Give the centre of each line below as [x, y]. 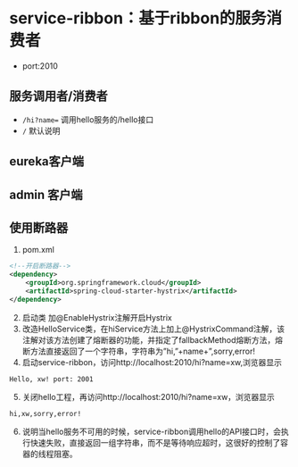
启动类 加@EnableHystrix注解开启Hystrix [97, 317]
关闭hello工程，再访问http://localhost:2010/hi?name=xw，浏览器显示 [148, 396]
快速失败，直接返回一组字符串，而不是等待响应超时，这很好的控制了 [155, 442]
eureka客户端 [47, 162]
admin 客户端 [46, 194]
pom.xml [38, 250]
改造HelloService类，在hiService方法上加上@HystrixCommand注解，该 [153, 329]
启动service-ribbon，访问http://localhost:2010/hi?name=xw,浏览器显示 [152, 362]
